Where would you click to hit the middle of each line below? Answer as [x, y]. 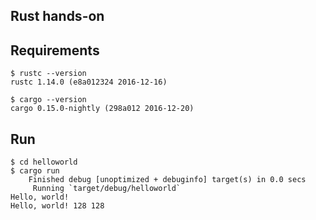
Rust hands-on [57, 16]
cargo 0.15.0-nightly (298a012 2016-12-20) [102, 109]
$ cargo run [35, 171]
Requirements [55, 50]
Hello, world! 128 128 [57, 206]
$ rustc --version [48, 74]
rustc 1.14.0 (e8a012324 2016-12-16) [89, 82]
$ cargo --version [48, 100]
